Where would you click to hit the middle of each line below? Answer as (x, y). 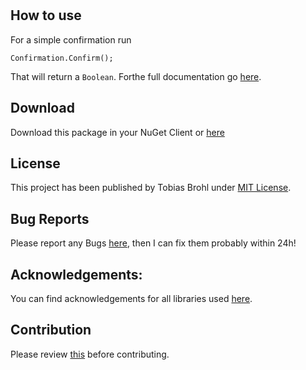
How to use (46, 15)
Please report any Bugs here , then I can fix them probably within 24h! (153, 243)
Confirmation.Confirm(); (62, 58)
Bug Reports (50, 218)
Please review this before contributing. (90, 354)
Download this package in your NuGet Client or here (117, 132)
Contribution (51, 330)
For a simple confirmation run (71, 39)
